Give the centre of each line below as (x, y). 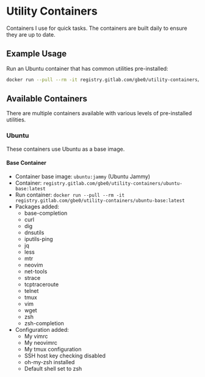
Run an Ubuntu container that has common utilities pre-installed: (88, 68)
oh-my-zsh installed (49, 362)
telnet (31, 290)
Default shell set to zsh (53, 368)
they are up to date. (31, 34)
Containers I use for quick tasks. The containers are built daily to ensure (97, 28)
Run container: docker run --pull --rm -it (70, 195)
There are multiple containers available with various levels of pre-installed (99, 113)
